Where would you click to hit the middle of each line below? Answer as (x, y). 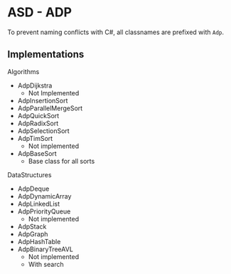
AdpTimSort (35, 138)
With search (46, 264)
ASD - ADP (40, 12)
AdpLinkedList (39, 204)
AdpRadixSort (38, 123)
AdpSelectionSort (43, 131)
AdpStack (32, 226)
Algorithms (23, 71)
